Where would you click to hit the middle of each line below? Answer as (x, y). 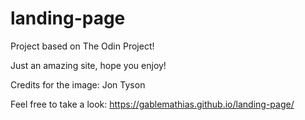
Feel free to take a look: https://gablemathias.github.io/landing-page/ (152, 104)
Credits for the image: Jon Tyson (78, 84)
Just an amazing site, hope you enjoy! (88, 65)
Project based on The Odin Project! (82, 46)
